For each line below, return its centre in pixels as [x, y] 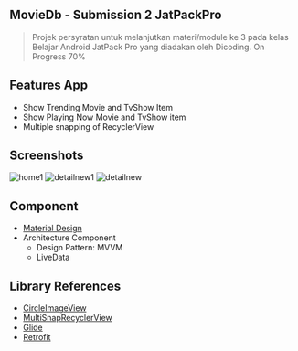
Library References [65, 286]
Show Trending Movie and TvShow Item [98, 107]
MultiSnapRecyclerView [67, 318]
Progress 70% [59, 56]
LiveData [53, 257]
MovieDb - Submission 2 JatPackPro [116, 15]
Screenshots [47, 156]
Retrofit [37, 337]
